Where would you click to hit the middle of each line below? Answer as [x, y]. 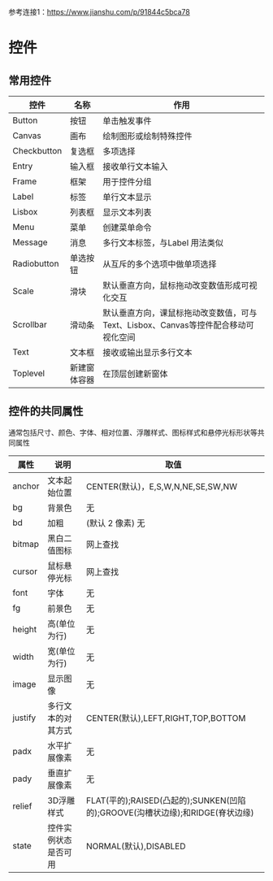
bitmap [26, 544]
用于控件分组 [127, 182]
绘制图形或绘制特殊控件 [147, 136]
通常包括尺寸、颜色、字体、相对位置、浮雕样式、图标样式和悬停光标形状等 [133, 432]
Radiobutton [36, 264]
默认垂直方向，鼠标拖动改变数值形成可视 [180, 285]
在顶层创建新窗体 [135, 374]
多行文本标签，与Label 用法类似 [163, 243]
